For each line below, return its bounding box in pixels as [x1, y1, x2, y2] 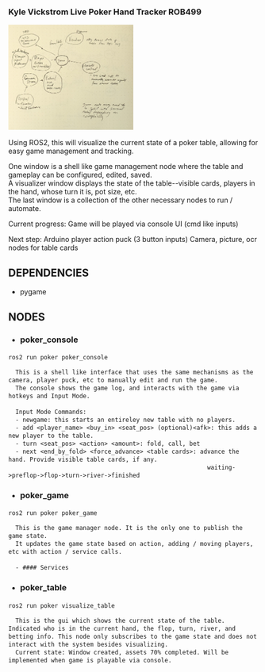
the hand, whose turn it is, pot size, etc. [8, 187, 137, 197]
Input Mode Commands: [15, 408, 87, 416]
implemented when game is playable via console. [8, 656, 172, 664]
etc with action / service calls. [8, 548, 123, 556]
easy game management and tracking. [8, 146, 134, 156]
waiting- [206, 463, 236, 471]
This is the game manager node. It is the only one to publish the [15, 524, 244, 532]
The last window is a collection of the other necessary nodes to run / [8, 195, 233, 205]
